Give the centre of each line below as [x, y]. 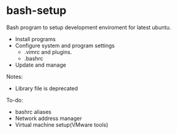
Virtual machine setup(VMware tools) [62, 124]
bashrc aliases [33, 112]
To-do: [15, 100]
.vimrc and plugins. [48, 52]
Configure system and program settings [65, 45]
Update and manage [41, 65]
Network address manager [48, 118]
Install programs [35, 39]
